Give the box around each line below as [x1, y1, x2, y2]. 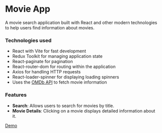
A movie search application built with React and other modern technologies [5, 20, 158, 25]
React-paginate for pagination [12, 59, 73, 65]
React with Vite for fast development [12, 48, 86, 54]
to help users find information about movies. [5, 24, 95, 30]
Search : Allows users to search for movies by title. [12, 103, 114, 109]
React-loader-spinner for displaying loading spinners [12, 74, 119, 80]
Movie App [5, 3, 51, 15]
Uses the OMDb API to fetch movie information [12, 79, 107, 85]
